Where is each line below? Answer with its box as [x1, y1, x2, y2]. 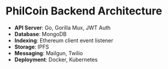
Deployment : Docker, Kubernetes [14, 56, 98, 63]
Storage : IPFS [14, 43, 49, 50]
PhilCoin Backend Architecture [5, 4, 163, 18]
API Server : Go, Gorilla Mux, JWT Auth [14, 24, 111, 31]
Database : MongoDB [14, 30, 67, 37]
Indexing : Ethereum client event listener [14, 37, 113, 44]
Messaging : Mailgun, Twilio [14, 49, 83, 56]
